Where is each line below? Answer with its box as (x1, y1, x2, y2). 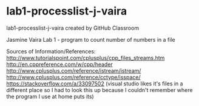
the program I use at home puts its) (6, 93, 94, 100)
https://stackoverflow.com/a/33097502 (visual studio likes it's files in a (6, 80, 183, 87)
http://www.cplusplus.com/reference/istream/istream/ (6, 67, 141, 74)
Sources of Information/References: (6, 47, 96, 55)
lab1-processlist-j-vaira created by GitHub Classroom (6, 24, 140, 31)
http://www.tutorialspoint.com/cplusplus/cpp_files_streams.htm (6, 54, 165, 61)
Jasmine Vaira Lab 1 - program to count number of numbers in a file (6, 36, 175, 43)
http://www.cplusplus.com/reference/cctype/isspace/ (6, 73, 141, 81)
